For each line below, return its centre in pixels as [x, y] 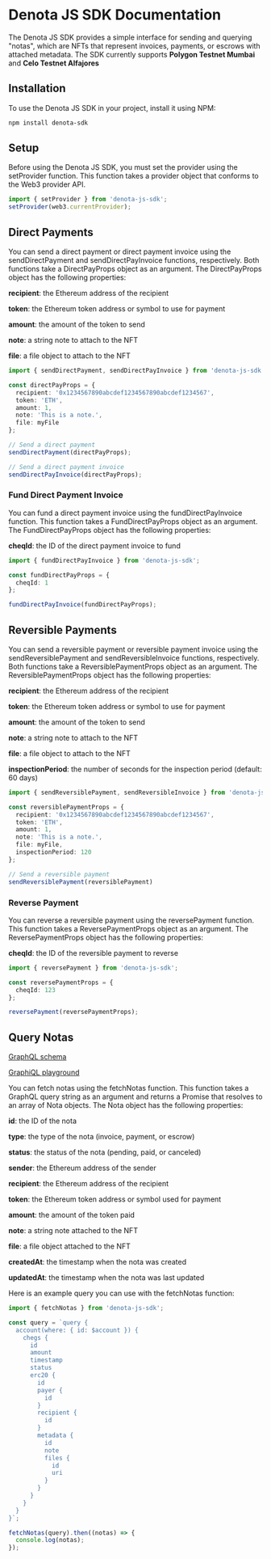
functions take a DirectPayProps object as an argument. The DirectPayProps [135, 269]
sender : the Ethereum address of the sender [83, 1168]
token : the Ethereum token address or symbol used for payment [115, 1199]
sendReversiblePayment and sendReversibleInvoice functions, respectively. [134, 657]
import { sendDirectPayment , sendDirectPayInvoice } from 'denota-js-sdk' [137, 370]
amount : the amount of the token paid [72, 1215]
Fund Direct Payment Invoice [66, 495]
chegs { [35, 1337]
